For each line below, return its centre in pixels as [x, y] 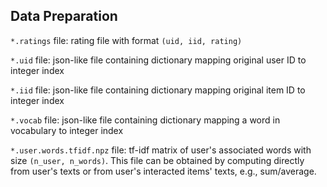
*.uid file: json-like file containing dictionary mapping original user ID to [158, 60]
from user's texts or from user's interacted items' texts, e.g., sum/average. [163, 171]
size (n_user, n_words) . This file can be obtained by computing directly [157, 160]
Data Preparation [64, 16]
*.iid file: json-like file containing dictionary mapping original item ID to [158, 90]
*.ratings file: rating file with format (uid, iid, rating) [126, 40]
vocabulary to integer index [67, 130]
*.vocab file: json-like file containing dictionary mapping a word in [145, 120]
